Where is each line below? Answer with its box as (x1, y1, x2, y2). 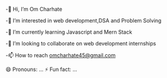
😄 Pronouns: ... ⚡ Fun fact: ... (5, 66, 78, 73)
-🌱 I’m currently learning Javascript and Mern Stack (5, 28, 133, 35)
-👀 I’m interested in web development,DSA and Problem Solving (5, 17, 162, 24)
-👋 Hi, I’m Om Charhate (5, 6, 63, 12)
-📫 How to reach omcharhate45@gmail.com (5, 52, 116, 58)
